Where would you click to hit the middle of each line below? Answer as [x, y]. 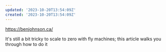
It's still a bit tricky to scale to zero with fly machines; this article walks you [83, 39]
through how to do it [26, 44]
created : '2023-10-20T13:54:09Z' [41, 15]
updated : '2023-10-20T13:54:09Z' [41, 10]
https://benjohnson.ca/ [29, 29]
